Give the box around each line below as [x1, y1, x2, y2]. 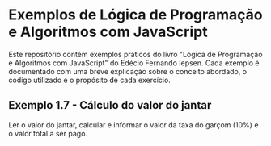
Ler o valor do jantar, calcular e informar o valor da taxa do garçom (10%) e [8, 119, 259, 130]
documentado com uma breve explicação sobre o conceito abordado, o [8, 66, 248, 76]
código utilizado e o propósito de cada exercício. [8, 75, 171, 85]
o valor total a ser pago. [8, 128, 87, 138]
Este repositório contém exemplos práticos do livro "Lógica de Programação [8, 49, 263, 59]
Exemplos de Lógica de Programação [8, 6, 263, 24]
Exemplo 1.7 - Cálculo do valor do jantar [8, 98, 212, 112]
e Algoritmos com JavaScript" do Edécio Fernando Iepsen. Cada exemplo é [8, 58, 260, 68]
